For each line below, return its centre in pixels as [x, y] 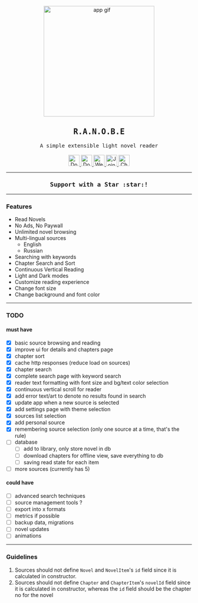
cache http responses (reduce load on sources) [72, 362]
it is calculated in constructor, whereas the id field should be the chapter [103, 589]
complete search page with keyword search [68, 376]
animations [28, 536]
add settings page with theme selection [62, 409]
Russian [33, 251]
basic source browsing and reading [57, 343]
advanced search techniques [50, 496]
